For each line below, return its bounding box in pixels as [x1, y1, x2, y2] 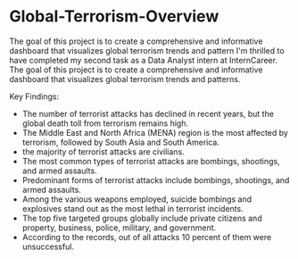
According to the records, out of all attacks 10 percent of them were [21, 231, 272, 242]
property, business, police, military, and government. [21, 221, 217, 233]
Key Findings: [9, 91, 60, 102]
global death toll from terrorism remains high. [21, 118, 189, 129]
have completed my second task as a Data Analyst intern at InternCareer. [9, 54, 278, 65]
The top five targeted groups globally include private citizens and [21, 213, 262, 223]
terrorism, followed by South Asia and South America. [21, 137, 220, 147]
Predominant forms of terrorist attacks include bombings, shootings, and [21, 174, 290, 185]
